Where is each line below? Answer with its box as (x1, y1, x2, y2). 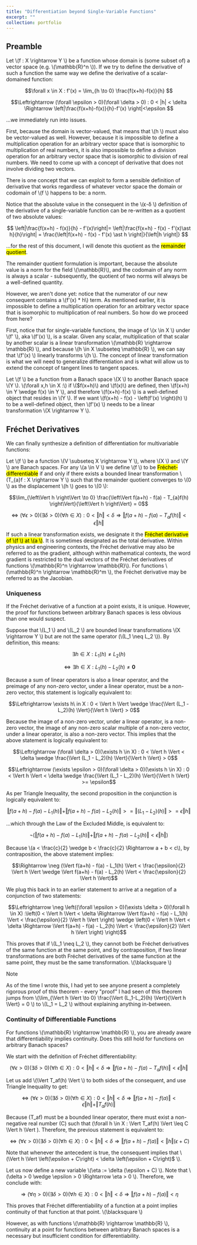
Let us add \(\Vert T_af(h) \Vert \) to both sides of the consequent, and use (6, 1077, 186, 1084)
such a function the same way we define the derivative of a (6, 70, 150, 77)
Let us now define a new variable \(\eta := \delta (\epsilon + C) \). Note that (6, 1167, 188, 1174)
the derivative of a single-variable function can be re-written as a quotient (6, 207, 185, 214)
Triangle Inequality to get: (6, 1083, 68, 1091)
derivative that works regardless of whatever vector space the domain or (6, 183, 183, 190)
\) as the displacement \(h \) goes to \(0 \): (6, 483, 109, 489)
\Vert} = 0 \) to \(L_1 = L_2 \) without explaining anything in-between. (6, 1000, 172, 1008)
